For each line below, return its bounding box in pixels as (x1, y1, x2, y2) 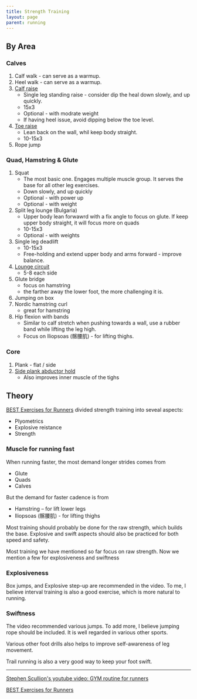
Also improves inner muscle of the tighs (23, 373, 120, 380)
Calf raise (14, 85, 38, 92)
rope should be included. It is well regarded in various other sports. (6, 629, 168, 636)
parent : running (6, 19, 46, 25)
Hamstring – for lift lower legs (14, 505, 86, 512)
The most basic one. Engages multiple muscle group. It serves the (23, 175, 184, 183)
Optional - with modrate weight (23, 110, 98, 117)
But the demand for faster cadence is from (6, 493, 109, 501)
